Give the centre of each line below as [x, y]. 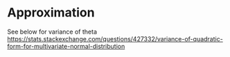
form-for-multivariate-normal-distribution [66, 46]
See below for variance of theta [52, 32]
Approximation [51, 13]
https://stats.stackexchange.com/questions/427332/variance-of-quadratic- [115, 38]
